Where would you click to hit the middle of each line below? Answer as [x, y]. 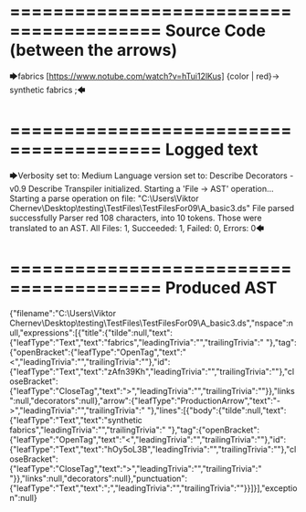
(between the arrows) [94, 50]
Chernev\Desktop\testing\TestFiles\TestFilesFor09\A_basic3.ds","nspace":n [152, 323]
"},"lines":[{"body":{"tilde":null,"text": [216, 410]
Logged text [211, 149]
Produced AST [221, 288]
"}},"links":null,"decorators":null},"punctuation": [99, 478]
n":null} [24, 497]
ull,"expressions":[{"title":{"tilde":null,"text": [91, 332]
